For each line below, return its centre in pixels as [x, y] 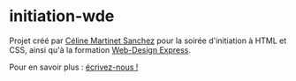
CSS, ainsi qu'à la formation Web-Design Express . [100, 49]
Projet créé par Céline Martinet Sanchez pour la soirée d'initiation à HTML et [148, 40]
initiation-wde [62, 16]
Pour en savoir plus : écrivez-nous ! [74, 67]
